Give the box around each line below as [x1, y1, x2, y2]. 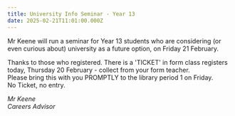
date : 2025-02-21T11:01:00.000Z [7, 17, 103, 24]
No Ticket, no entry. [7, 80, 66, 89]
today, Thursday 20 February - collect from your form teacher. [7, 65, 190, 74]
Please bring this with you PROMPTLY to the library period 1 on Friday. [7, 73, 214, 82]
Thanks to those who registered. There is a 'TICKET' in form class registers [7, 58, 228, 66]
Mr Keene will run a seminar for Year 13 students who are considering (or [7, 36, 221, 45]
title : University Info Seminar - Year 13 [7, 10, 135, 18]
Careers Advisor [7, 102, 56, 110]
